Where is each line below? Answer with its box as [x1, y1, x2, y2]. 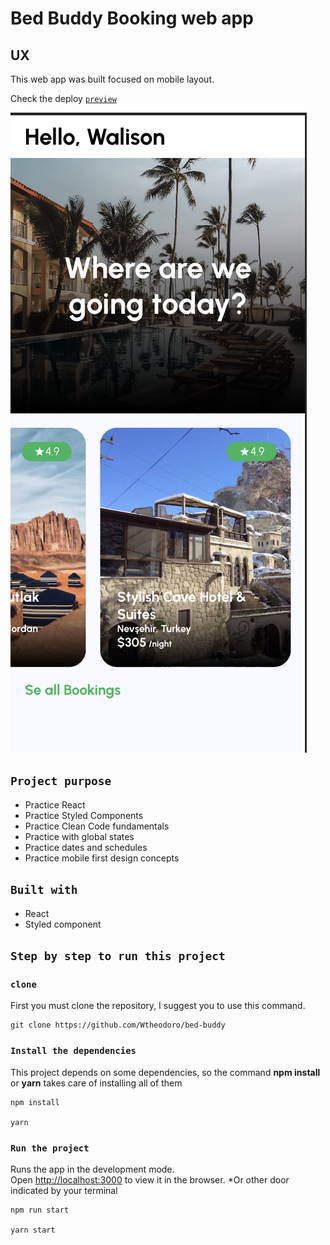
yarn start [10, 1225, 56, 1235]
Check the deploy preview [10, 93, 117, 104]
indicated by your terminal [10, 1184, 118, 1196]
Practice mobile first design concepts [24, 852, 180, 864]
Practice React [24, 798, 86, 811]
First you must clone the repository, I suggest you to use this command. [10, 1000, 306, 1012]
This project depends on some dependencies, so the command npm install [10, 1066, 321, 1078]
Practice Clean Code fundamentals [24, 820, 170, 832]
